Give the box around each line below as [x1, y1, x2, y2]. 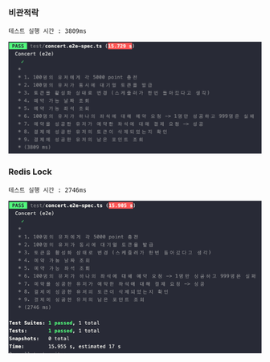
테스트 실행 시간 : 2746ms [8, 186, 87, 194]
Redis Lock [8, 166, 52, 177]
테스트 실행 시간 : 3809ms [8, 27, 87, 35]
